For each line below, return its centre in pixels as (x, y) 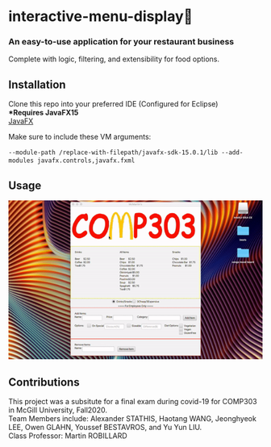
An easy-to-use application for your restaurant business (121, 42)
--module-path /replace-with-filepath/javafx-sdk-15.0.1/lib (113, 152)
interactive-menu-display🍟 (101, 17)
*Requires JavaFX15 (44, 113)
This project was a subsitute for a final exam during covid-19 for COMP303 (133, 401)
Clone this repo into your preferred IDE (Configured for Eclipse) (113, 104)
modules (21, 161)
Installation (37, 84)
